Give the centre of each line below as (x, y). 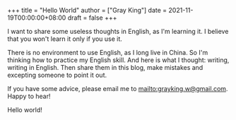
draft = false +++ (93, 18)
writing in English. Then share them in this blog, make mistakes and (105, 67)
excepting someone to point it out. (57, 75)
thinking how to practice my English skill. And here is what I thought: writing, (118, 60)
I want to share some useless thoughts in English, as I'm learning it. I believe (118, 31)
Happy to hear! (29, 96)
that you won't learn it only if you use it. (65, 39)
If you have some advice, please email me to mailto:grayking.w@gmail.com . (118, 89)
